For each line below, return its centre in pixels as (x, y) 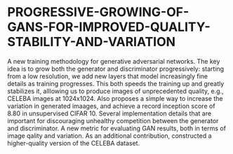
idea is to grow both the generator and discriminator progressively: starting (116, 69)
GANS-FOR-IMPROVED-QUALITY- (109, 27)
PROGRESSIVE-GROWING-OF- (98, 12)
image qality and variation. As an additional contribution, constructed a (109, 135)
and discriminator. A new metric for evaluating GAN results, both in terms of (117, 128)
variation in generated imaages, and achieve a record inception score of (111, 106)
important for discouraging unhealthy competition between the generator (113, 120)
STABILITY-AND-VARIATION (92, 42)
